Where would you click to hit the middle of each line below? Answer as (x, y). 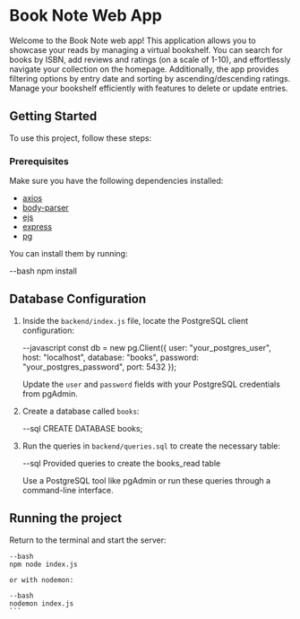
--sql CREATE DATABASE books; (82, 428)
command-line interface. (68, 490)
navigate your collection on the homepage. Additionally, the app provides (144, 69)
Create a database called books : (81, 411)
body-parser (45, 208)
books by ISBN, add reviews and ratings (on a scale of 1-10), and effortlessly (150, 59)
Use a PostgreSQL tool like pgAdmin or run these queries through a (146, 480)
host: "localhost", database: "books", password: (111, 357)
